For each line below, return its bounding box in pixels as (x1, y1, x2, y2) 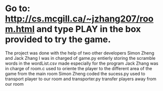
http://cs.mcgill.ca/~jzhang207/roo (5, 13, 154, 24)
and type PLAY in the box (36, 24, 141, 35)
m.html (5, 24, 35, 35)
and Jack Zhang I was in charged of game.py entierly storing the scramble (5, 55, 156, 61)
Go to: (5, 3, 30, 14)
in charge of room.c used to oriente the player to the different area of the (5, 65, 152, 71)
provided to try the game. (5, 34, 111, 45)
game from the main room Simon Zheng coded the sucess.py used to (5, 71, 146, 76)
